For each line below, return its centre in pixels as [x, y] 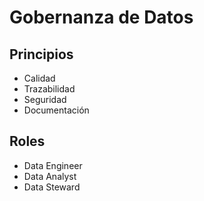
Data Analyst [50, 176]
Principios [41, 54]
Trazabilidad [49, 89]
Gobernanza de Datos [101, 17]
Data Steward [52, 187]
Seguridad [45, 99]
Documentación [56, 110]
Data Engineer [53, 165]
